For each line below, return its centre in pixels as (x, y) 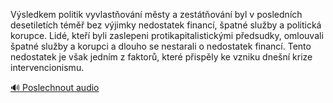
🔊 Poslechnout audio (55, 87)
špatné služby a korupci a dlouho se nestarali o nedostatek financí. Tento (161, 46)
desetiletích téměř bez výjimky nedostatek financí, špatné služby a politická (166, 25)
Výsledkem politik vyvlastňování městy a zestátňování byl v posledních (156, 14)
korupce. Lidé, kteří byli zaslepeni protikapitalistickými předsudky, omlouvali (167, 35)
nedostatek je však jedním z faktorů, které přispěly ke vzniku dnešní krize (161, 57)
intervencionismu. (47, 67)
